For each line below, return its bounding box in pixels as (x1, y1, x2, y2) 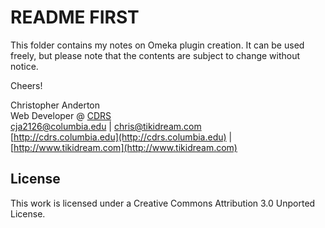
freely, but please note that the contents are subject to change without (10, 49, 301, 61)
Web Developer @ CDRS (10, 109, 112, 121)
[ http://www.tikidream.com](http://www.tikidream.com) (10, 141, 238, 153)
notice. (10, 60, 39, 72)
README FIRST (10, 6, 140, 29)
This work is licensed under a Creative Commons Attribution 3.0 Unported (10, 197, 316, 209)
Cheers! (10, 79, 43, 91)
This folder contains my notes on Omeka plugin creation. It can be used (10, 39, 305, 51)
